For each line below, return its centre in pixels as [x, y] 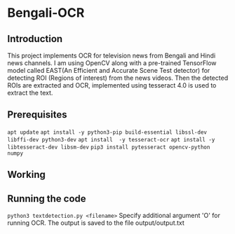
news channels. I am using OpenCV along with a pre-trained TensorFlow [112, 63]
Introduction [35, 39]
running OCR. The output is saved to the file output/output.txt [96, 223]
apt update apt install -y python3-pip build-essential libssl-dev [107, 132]
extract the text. [30, 93]
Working [26, 175]
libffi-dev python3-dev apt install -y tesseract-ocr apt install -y [111, 139]
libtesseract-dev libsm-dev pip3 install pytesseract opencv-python [109, 147]
